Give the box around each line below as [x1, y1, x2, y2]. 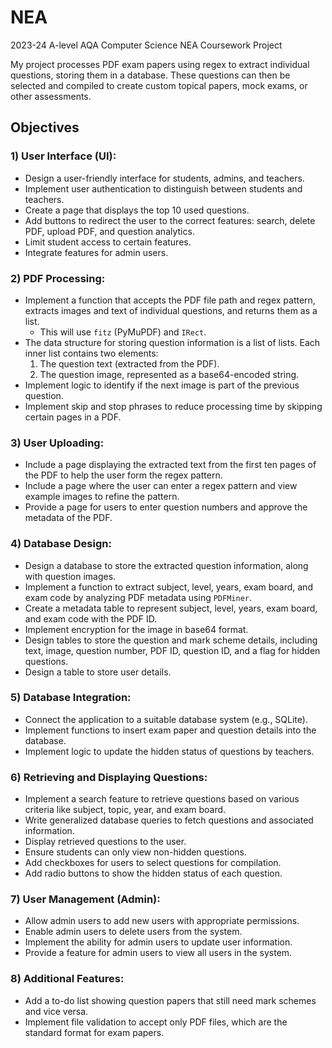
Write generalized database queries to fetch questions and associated [24, 814, 314, 826]
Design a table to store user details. [24, 666, 172, 678]
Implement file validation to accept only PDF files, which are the [24, 1016, 288, 1028]
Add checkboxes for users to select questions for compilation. [24, 857, 282, 869]
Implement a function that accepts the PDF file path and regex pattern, [24, 294, 316, 306]
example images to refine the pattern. [24, 491, 180, 503]
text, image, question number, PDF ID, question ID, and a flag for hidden [24, 644, 321, 656]
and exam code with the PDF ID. [24, 612, 158, 625]
